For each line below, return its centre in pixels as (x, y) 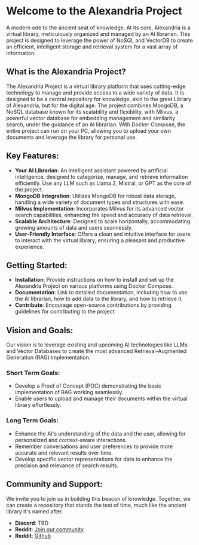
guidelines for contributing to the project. (65, 312)
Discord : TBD (32, 523)
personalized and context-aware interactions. (71, 440)
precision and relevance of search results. (67, 465)
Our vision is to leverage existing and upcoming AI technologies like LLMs (97, 345)
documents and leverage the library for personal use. (72, 137)
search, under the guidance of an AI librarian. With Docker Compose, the (96, 124)
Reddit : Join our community (49, 529)
